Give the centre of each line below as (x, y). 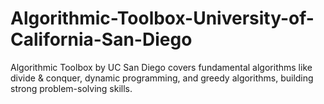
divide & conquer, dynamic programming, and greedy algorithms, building (162, 78)
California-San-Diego (101, 39)
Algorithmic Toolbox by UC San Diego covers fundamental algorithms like (161, 67)
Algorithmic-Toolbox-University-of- (162, 18)
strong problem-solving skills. (71, 88)
